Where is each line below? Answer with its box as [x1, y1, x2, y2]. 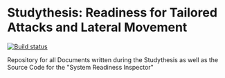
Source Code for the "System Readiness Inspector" [7, 63, 154, 71]
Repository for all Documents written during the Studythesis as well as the [7, 55, 219, 64]
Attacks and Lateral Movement [7, 19, 188, 35]
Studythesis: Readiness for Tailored [7, 5, 218, 21]
